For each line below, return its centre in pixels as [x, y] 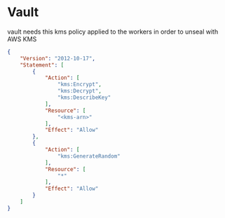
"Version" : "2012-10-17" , [58, 58]
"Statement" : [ [42, 65]
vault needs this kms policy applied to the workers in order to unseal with [113, 32]
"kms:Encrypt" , [79, 85]
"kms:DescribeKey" [84, 98]
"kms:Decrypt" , [79, 91]
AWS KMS [22, 39]
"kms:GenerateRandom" [89, 156]
